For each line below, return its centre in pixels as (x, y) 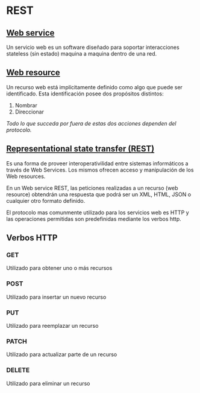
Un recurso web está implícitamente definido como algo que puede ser (94, 87)
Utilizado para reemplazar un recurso (52, 325)
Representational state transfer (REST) (80, 149)
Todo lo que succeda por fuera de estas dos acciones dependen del (91, 123)
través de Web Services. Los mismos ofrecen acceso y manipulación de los (100, 170)
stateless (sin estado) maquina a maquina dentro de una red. (82, 54)
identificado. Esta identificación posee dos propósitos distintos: (85, 94)
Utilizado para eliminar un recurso (48, 383)
